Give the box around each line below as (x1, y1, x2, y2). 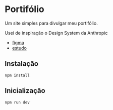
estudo (12, 45, 27, 51)
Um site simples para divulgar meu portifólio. (5, 20, 98, 26)
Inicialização (5, 86, 46, 95)
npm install (5, 73, 30, 78)
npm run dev (5, 99, 30, 105)
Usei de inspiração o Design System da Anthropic (5, 30, 108, 36)
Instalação (5, 59, 39, 68)
